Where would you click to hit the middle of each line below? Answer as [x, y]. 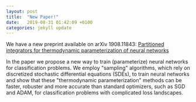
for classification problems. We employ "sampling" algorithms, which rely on [98, 68]
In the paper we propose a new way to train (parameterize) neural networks [97, 62]
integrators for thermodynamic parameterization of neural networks [87, 51]
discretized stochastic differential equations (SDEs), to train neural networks [98, 74]
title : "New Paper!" [32, 17]
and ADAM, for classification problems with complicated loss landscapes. [94, 93]
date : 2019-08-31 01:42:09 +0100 [49, 22]
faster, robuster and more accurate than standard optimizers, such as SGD [96, 87]
